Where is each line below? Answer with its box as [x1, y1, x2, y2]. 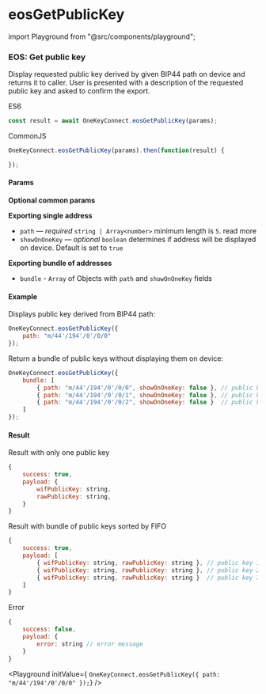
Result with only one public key [8, 448, 110, 457]
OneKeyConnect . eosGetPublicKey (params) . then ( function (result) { [8, 146, 225, 155]
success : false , [22, 625, 77, 634]
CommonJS [8, 131, 47, 141]
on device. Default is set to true [19, 243, 123, 252]
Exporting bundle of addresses [8, 259, 112, 268]
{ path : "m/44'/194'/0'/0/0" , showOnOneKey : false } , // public [36, 384, 253, 392]
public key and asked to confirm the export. [8, 86, 150, 96]
